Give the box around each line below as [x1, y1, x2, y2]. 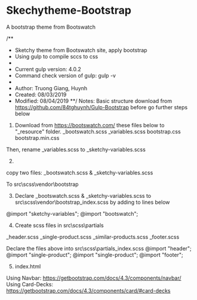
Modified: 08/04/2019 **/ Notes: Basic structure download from [14, 97, 173, 105]
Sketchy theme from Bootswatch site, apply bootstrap [14, 46, 147, 54]
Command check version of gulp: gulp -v [14, 72, 116, 79]
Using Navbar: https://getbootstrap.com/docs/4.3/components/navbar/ [6, 274, 181, 281]
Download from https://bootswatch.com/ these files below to [14, 121, 165, 128]
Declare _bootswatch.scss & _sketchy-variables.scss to [14, 192, 152, 199]
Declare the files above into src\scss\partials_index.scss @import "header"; [6, 244, 192, 252]
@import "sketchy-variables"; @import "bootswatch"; [6, 210, 138, 217]
